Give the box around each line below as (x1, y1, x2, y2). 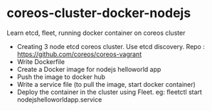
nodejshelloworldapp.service (16, 95, 102, 104)
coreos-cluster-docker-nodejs (6, 5, 191, 21)
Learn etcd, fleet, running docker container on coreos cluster (6, 28, 186, 37)
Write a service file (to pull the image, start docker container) (16, 80, 196, 88)
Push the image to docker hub (16, 73, 106, 81)
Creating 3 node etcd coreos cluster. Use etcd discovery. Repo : (16, 42, 206, 51)
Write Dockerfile (16, 57, 65, 65)
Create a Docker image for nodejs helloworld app (16, 65, 161, 73)
